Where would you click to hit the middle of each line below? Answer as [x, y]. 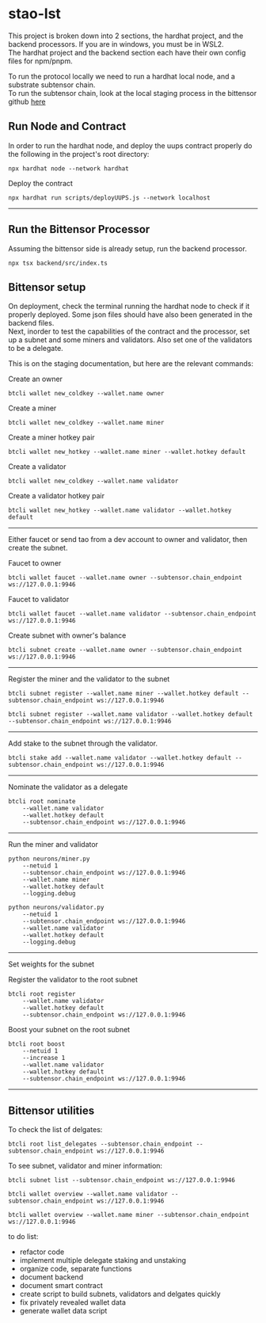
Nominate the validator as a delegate [68, 787]
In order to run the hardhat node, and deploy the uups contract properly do [130, 145]
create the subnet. [38, 548]
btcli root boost [37, 1044]
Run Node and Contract [67, 126]
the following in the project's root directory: [79, 154]
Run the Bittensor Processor [79, 229]
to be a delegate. [36, 349]
